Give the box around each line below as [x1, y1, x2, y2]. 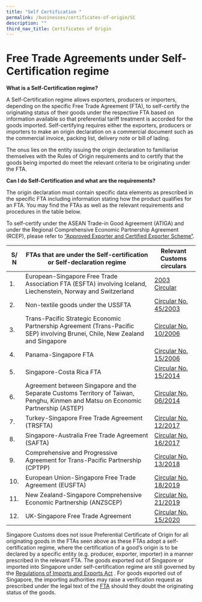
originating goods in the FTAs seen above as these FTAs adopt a [6, 537, 166, 545]
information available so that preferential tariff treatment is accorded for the [6, 115, 194, 122]
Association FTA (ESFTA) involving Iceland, [25, 280, 147, 288]
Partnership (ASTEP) [25, 404, 84, 413]
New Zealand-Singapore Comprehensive [25, 491, 142, 499]
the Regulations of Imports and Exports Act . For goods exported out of [6, 569, 182, 577]
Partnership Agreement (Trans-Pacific [25, 322, 134, 331]
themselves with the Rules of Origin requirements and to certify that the [6, 153, 183, 160]
